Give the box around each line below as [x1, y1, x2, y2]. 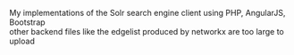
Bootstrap [9, 17, 46, 27]
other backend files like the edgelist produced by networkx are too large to [9, 27, 284, 36]
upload [9, 35, 36, 46]
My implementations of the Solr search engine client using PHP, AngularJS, [9, 8, 286, 18]
